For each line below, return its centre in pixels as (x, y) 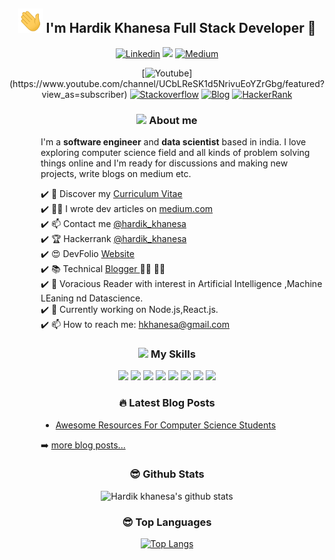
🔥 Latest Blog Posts (167, 403)
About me (173, 120)
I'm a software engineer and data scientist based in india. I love (173, 141)
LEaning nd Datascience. (92, 298)
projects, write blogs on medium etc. (116, 173)
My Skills (173, 354)
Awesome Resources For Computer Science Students (166, 425)
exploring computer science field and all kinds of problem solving (175, 152)
